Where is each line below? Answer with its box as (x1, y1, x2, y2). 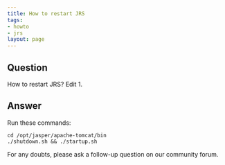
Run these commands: (7, 119, 71, 127)
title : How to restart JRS (7, 10, 85, 17)
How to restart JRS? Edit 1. (7, 80, 83, 88)
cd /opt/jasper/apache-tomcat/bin (7, 132, 107, 139)
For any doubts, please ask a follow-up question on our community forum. (7, 150, 219, 158)
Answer (7, 100, 42, 112)
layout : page (7, 36, 45, 43)
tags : (7, 17, 23, 24)
